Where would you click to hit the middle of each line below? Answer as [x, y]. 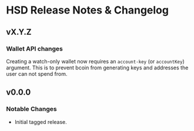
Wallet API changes [35, 49]
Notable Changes [31, 109]
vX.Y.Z [19, 32]
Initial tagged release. [41, 122]
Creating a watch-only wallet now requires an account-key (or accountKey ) [95, 61]
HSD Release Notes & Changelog [88, 10]
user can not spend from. [37, 73]
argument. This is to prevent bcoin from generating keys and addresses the [97, 68]
